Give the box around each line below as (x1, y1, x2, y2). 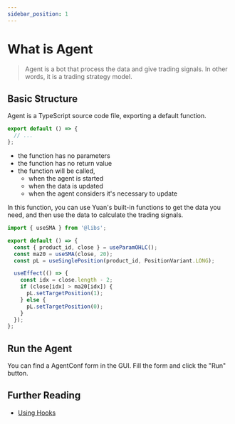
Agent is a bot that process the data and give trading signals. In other (24, 65, 228, 73)
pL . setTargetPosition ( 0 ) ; (26, 303, 103, 310)
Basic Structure (7, 92, 78, 105)
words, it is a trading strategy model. (24, 72, 133, 80)
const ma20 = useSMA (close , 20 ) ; (14, 250, 113, 258)
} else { (20, 296, 46, 303)
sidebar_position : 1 (7, 10, 69, 18)
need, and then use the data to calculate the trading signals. (7, 211, 184, 219)
